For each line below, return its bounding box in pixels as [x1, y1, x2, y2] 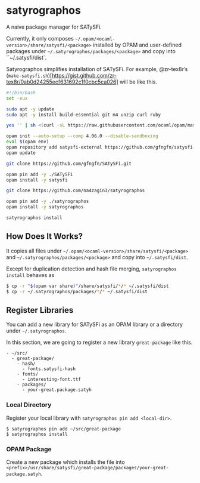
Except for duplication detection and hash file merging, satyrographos [6, 265, 177, 272]
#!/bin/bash [6, 90, 36, 96]
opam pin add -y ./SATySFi [6, 171, 73, 177]
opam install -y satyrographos [6, 204, 84, 210]
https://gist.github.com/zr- [51, 72, 117, 79]
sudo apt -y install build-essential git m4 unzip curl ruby [6, 112, 161, 118]
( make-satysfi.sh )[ [6, 72, 52, 79]
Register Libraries [6, 305, 74, 315]
